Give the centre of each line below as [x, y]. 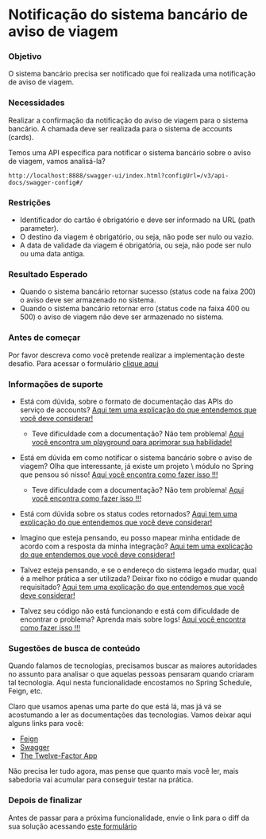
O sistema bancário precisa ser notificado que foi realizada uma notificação [132, 74]
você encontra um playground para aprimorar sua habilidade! [132, 442]
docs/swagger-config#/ [46, 182]
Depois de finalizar [45, 800]
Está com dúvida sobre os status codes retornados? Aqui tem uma [129, 513]
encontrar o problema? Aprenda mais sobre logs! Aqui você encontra [133, 619]
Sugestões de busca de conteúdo [74, 648]
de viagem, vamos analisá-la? [57, 161]
